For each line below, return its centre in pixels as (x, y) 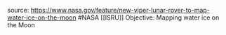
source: (18, 10)
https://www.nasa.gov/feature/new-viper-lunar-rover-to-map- (120, 10)
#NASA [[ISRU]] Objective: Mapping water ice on (148, 17)
